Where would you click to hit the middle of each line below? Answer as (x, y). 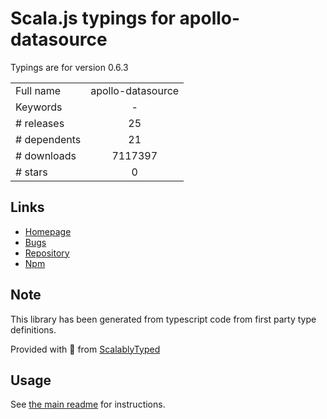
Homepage (48, 231)
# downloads (46, 155)
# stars (31, 172)
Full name (38, 90)
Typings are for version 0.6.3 (69, 67)
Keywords (39, 107)
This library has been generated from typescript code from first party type (163, 319)
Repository (47, 253)
